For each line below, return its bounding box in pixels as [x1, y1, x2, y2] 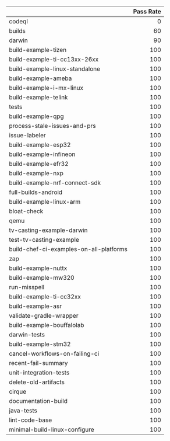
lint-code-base [9, 416, 52, 424]
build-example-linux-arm [9, 198, 81, 206]
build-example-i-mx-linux [9, 84, 84, 92]
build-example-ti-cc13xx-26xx [9, 55, 99, 63]
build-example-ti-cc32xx [9, 293, 82, 300]
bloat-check [9, 207, 44, 215]
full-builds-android [9, 188, 63, 196]
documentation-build [9, 397, 68, 405]
